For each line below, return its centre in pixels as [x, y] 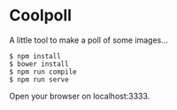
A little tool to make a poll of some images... [88, 40]
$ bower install [39, 64]
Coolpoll [41, 16]
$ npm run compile [43, 72]
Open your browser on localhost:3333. [80, 96]
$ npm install [35, 56]
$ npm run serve [39, 79]
